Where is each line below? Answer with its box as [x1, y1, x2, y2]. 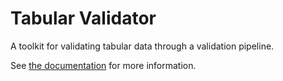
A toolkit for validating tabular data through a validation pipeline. [10, 40, 275, 52]
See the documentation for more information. [10, 59, 197, 71]
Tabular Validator [10, 7, 157, 30]
